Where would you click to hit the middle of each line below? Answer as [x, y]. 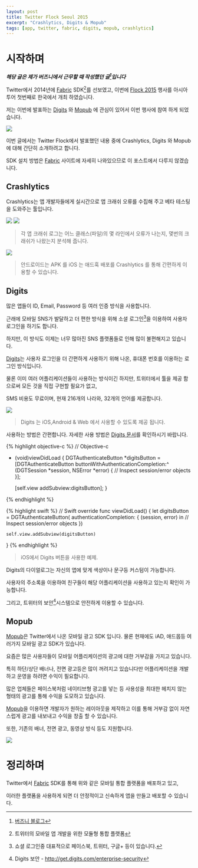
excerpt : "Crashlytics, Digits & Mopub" [57, 22]
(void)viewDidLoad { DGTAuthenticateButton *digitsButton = [88, 457]
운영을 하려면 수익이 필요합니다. [53, 676]
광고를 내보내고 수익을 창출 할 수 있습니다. [70, 716]
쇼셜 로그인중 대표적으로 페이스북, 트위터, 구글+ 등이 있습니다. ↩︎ [88, 846]
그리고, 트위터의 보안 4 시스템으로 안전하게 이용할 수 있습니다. [75, 602]
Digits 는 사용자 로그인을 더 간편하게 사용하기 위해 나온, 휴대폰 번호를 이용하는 [95, 358]
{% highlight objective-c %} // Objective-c [57, 446]
